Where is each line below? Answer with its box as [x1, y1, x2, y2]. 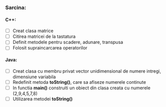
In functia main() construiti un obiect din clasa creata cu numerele [12, 85, 151, 91]
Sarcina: [5, 4, 26, 11]
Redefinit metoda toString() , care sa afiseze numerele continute [12, 79, 146, 85]
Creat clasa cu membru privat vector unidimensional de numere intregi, [12, 68, 161, 74]
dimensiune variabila [12, 74, 56, 80]
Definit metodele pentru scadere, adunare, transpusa [12, 39, 123, 45]
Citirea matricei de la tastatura [12, 33, 76, 39]
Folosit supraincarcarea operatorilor [12, 45, 88, 51]
